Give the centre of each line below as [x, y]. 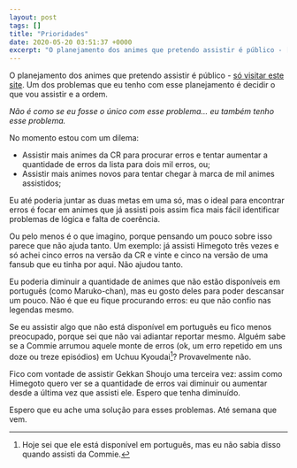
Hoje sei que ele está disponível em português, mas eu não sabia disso [151, 444]
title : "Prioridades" [49, 34]
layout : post [33, 17]
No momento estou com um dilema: [74, 138]
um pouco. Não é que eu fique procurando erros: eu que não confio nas [140, 301]
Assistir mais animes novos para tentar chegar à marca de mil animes [148, 174]
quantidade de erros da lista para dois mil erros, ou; [116, 165]
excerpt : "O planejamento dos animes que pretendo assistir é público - [146, 50]
